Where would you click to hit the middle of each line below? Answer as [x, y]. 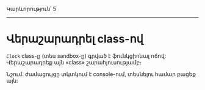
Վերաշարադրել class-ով [75, 39]
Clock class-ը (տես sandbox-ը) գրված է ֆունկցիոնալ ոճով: [86, 56]
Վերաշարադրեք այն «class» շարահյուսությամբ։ [74, 62]
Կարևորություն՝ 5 [31, 9]
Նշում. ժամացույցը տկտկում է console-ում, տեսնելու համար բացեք [101, 74]
